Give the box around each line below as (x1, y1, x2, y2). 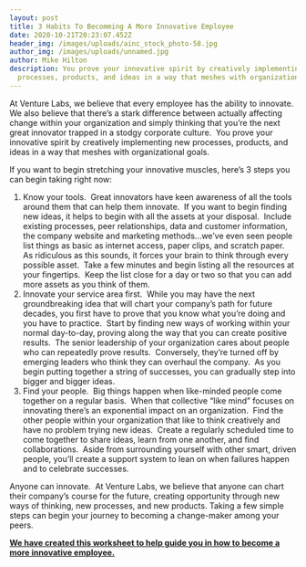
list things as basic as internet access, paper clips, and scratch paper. (22, 239, 285, 251)
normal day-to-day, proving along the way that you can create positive (22, 327, 288, 338)
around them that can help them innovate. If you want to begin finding (22, 201, 288, 212)
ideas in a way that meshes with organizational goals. (9, 146, 209, 157)
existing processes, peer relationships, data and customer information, (22, 220, 289, 231)
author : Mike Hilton (9, 56, 88, 65)
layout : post (9, 13, 59, 23)
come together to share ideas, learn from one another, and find (22, 434, 260, 445)
